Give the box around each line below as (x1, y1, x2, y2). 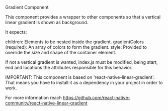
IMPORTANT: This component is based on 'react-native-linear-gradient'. (5, 74, 155, 80)
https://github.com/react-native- (62, 95, 130, 100)
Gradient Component (5, 5, 49, 10)
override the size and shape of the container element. (5, 50, 117, 55)
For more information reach (5, 95, 62, 100)
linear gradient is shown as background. (5, 20, 89, 25)
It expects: (5, 29, 27, 35)
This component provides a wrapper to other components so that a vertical (5, 14, 161, 20)
